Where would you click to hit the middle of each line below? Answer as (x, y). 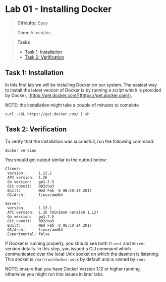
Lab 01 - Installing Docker (58, 9)
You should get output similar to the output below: (56, 160)
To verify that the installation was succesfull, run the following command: (80, 141)
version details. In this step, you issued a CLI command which (68, 248)
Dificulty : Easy (32, 23)
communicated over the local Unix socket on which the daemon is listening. (82, 254)
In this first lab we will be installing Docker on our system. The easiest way (81, 85)
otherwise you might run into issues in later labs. (55, 274)
